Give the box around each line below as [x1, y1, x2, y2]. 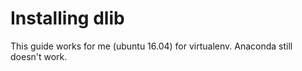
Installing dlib [10, 7, 125, 30]
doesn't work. [10, 50, 68, 62]
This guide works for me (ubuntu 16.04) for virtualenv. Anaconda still [10, 40, 293, 52]
